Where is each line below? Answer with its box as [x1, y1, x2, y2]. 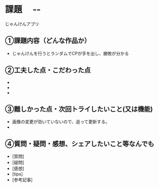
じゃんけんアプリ [5, 21, 39, 27]
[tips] [12, 171, 23, 177]
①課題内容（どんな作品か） [5, 37, 91, 45]
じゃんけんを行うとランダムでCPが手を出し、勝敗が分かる [12, 50, 129, 56]
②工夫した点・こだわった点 [5, 66, 91, 75]
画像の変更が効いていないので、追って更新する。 [12, 119, 110, 125]
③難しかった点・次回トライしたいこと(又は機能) [5, 105, 153, 113]
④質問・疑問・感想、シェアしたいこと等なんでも [5, 139, 155, 148]
